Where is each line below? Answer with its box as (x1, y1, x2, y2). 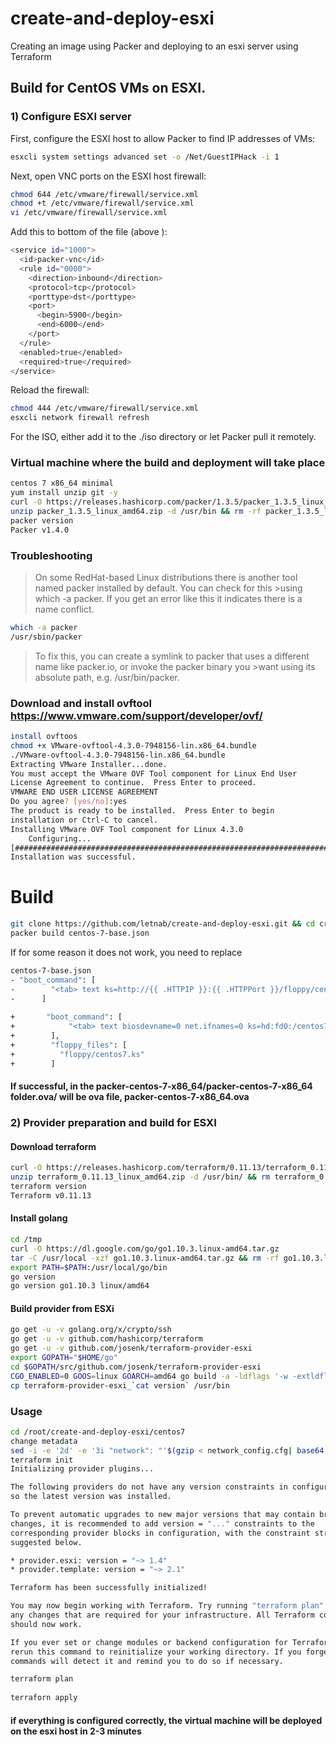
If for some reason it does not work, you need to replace (10, 946, 243, 958)
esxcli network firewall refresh (10, 413, 150, 423)
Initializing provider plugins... (10, 1464, 155, 1474)
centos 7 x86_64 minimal (10, 478, 114, 489)
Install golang (10, 1212, 68, 1224)
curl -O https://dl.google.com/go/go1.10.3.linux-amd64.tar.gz (10, 1243, 280, 1254)
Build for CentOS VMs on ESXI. (10, 80, 207, 97)
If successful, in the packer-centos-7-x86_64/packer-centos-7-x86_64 (10, 1080, 313, 1092)
